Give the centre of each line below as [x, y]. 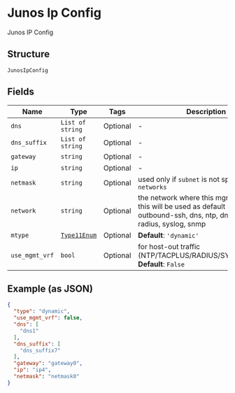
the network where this [176, 197]
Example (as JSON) [50, 288]
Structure [29, 54]
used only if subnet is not [179, 179]
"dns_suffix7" [40, 350]
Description [206, 111]
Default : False [162, 264]
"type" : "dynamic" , [42, 312]
